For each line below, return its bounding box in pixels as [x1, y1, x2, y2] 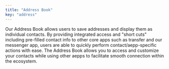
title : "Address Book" [5, 7, 53, 13]
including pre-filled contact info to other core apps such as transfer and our [5, 36, 162, 43]
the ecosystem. [5, 58, 38, 64]
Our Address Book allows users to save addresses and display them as [5, 26, 153, 32]
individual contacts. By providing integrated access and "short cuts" [5, 31, 147, 37]
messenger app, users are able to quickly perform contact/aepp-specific [5, 42, 157, 48]
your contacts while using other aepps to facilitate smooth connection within [5, 52, 164, 58]
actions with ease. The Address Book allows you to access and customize [5, 47, 159, 53]
